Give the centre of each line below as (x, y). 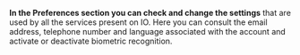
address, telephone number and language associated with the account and (148, 31)
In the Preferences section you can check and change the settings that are (150, 13)
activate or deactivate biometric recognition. (91, 41)
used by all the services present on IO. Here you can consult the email (138, 22)
